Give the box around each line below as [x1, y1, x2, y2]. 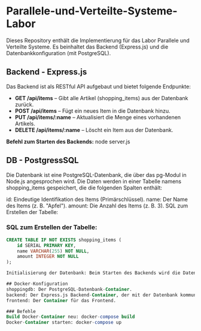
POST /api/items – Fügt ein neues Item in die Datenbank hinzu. [14, 107, 170, 115]
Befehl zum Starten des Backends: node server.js [6, 138, 130, 145]
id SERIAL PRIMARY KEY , [17, 242, 77, 248]
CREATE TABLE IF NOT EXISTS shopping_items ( [6, 237, 121, 243]
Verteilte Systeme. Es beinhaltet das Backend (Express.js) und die [6, 43, 169, 50]
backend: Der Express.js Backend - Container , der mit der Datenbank [6, 292, 178, 298]
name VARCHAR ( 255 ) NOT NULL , [17, 248, 90, 254]
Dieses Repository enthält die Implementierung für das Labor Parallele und [6, 37, 190, 44]
